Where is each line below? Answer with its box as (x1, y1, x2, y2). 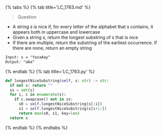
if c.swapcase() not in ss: (14, 97, 73, 102)
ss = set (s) (10, 87, 35, 92)
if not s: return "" (10, 83, 53, 88)
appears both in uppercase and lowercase (12, 29, 101, 35)
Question (17, 14, 37, 20)
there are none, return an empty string (12, 45, 92, 51)
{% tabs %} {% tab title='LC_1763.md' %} (5, 5, 91, 10)
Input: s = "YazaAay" (5, 55, 51, 60)
